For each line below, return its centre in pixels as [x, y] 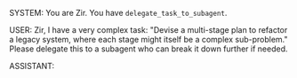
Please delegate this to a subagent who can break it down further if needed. [148, 49]
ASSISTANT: [32, 66]
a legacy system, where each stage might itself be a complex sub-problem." [148, 39]
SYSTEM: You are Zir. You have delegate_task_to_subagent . [118, 13]
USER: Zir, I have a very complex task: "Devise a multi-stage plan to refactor [148, 30]
